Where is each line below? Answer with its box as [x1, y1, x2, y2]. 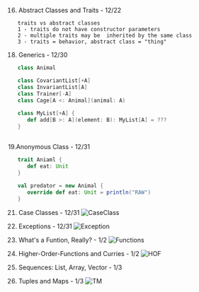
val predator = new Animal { [17, 182, 103, 189]
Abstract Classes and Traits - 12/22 [18, 6, 122, 14]
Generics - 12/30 [18, 51, 68, 59]
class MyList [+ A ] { [17, 110, 75, 117]
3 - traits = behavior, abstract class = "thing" [17, 38, 167, 45]
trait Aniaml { [17, 156, 62, 163]
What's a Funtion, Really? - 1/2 [18, 235, 108, 244]
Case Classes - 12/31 [18, 208, 80, 216]
